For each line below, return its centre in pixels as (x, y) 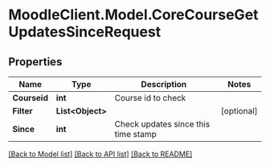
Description (164, 84)
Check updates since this (162, 124)
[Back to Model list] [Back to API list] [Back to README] (100, 154)
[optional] (239, 111)
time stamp (135, 134)
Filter (23, 111)
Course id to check (150, 98)
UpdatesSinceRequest (85, 32)
